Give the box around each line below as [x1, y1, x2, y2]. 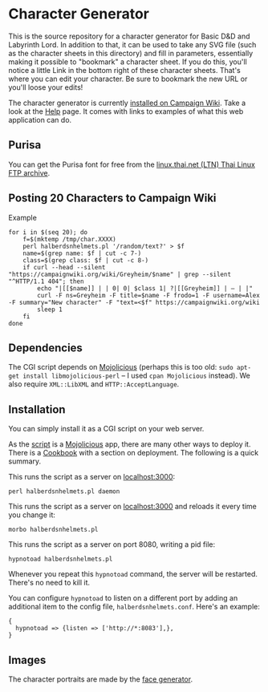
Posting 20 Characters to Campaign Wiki [8, 192, 217, 205]
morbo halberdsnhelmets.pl [8, 526, 99, 534]
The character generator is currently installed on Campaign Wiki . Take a [8, 98, 246, 107]
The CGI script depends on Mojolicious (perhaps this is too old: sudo [8, 362, 234, 372]
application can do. [8, 115, 72, 124]
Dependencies [8, 341, 83, 354]
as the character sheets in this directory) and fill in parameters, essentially [8, 48, 254, 58]
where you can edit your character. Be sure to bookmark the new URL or [8, 74, 248, 83]
